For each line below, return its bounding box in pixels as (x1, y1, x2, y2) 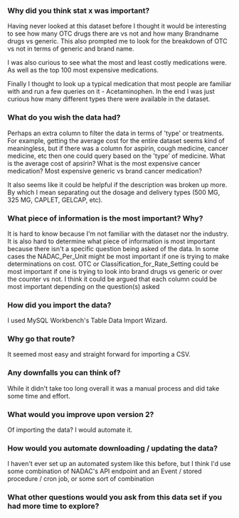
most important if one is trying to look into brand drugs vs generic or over (7, 267, 223, 275)
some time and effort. (7, 391, 71, 400)
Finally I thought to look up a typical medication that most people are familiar (7, 80, 232, 88)
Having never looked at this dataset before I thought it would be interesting (7, 22, 227, 31)
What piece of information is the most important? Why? (7, 213, 203, 223)
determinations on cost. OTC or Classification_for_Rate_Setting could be (7, 259, 219, 268)
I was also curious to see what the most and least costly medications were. (7, 58, 228, 67)
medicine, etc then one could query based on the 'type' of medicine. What (7, 152, 225, 160)
